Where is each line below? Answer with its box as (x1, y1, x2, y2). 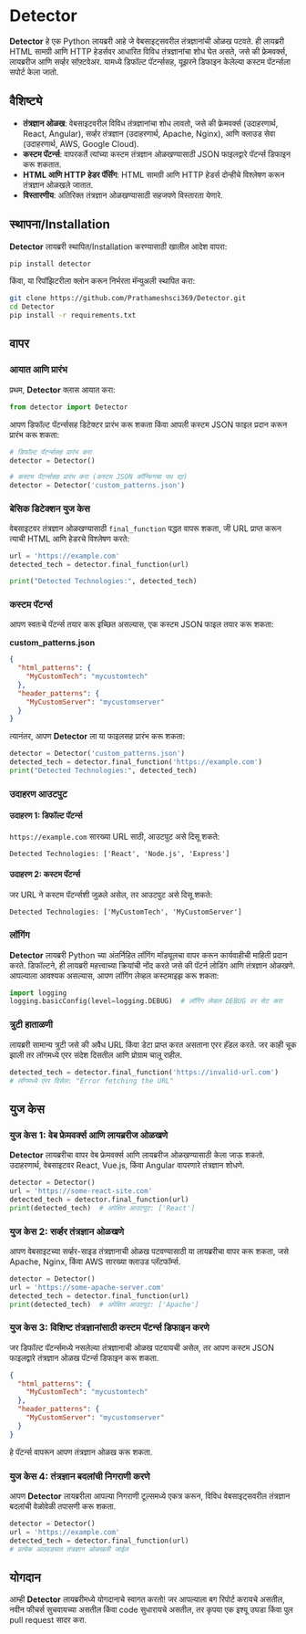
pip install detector (9, 259, 92, 268)
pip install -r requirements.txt (9, 311, 137, 320)
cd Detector (9, 302, 55, 311)
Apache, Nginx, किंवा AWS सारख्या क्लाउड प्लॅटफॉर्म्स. (9, 1256, 181, 1267)
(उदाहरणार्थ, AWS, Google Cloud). (22, 138, 139, 149)
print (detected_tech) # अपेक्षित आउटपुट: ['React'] (9, 1203, 196, 1212)
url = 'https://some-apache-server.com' (9, 1283, 166, 1292)
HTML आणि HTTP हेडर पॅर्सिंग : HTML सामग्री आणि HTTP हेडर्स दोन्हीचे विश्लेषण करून (22, 169, 285, 180)
